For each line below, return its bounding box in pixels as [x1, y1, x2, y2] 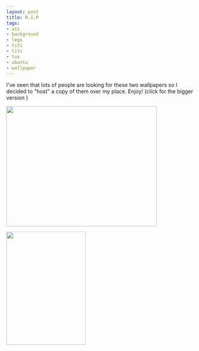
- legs [6, 37, 23, 43]
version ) [6, 94, 28, 101]
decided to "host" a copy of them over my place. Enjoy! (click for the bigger [6, 88, 194, 95]
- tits [6, 48, 23, 54]
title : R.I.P [6, 14, 39, 21]
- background [6, 31, 39, 37]
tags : [6, 20, 20, 26]
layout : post [6, 8, 39, 15]
